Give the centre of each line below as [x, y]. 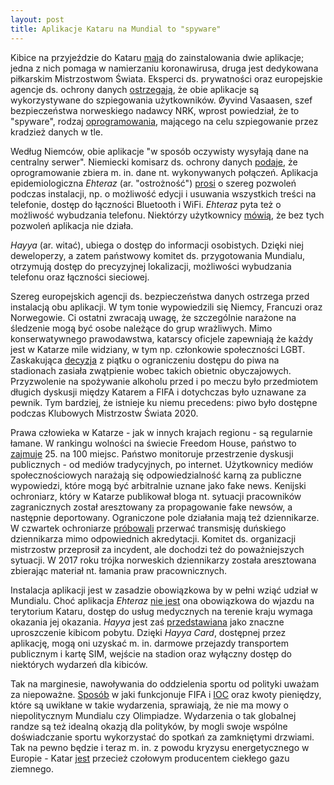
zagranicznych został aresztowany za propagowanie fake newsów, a [151, 507]
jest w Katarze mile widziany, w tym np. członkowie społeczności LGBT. [158, 349]
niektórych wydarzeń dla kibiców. [79, 664]
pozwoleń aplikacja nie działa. [72, 225]
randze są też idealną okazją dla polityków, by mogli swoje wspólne [149, 726]
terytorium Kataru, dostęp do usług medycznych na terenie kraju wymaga [161, 611]
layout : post [37, 19]
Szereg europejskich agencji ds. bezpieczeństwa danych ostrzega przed [160, 296]
